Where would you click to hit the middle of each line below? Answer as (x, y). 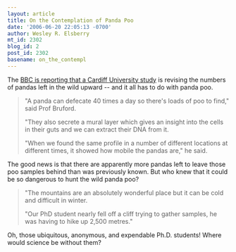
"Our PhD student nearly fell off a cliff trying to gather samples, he (120, 214)
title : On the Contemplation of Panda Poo (70, 20)
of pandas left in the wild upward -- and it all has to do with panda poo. (110, 87)
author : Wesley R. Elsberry (49, 33)
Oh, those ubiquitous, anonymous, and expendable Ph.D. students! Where (114, 235)
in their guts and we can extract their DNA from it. (97, 129)
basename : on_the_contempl (47, 60)
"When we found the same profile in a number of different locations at (126, 143)
